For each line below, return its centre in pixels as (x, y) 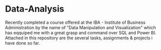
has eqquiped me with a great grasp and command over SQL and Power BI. (81, 33)
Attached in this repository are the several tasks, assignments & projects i (79, 38)
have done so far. (22, 43)
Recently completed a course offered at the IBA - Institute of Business (75, 22)
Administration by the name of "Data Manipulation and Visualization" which (80, 27)
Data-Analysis (35, 9)
